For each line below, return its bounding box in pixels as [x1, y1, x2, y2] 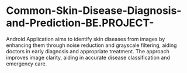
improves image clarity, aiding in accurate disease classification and [6, 54, 171, 61]
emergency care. [6, 60, 47, 67]
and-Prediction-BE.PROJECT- [6, 16, 154, 30]
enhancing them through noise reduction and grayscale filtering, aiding [6, 42, 177, 49]
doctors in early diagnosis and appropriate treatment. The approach [6, 48, 169, 54]
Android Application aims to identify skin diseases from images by [6, 35, 165, 42]
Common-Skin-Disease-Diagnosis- [6, 4, 182, 17]
